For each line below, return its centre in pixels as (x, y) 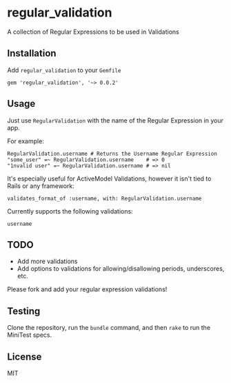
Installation (32, 53)
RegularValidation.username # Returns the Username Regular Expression (112, 154)
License (24, 356)
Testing (24, 311)
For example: (26, 141)
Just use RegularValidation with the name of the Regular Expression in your (115, 120)
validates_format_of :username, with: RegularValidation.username (104, 198)
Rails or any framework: (41, 186)
